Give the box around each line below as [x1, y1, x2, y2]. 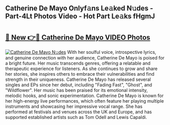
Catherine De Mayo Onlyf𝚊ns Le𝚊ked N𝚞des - [5, 4, 153, 13]
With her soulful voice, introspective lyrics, [67, 49, 156, 55]
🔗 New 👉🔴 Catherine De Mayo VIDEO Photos [5, 33, 151, 42]
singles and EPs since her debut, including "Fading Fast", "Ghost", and [5, 82, 152, 88]
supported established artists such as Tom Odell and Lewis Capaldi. [5, 114, 147, 120]
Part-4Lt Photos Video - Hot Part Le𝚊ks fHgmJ [5, 12, 155, 21]
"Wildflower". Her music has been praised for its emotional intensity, [5, 87, 148, 93]
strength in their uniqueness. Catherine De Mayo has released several [5, 76, 151, 82]
